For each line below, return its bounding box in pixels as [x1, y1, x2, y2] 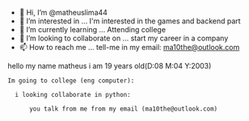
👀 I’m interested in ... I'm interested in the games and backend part [19, 16, 241, 26]
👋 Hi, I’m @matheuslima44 [19, 8, 108, 17]
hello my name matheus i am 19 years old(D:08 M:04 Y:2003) [7, 61, 212, 70]
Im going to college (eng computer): [7, 77, 135, 85]
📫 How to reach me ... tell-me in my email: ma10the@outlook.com [19, 43, 240, 52]
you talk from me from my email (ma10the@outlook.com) [28, 105, 218, 113]
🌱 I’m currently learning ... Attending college [19, 25, 167, 34]
